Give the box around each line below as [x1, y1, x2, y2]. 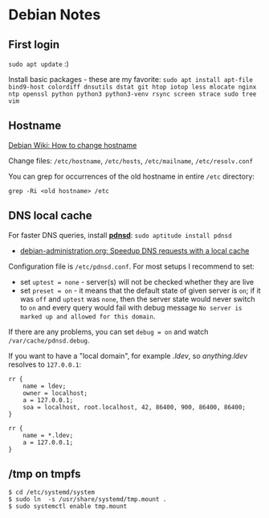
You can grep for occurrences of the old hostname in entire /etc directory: [8, 171, 255, 181]
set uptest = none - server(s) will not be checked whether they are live [19, 277, 255, 286]
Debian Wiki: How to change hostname [8, 140, 137, 150]
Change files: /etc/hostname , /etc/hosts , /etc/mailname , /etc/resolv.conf [8, 155, 254, 166]
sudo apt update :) [8, 59, 70, 68]
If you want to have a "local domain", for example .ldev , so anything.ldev [8, 351, 248, 360]
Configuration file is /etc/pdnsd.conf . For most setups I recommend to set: [8, 261, 255, 271]
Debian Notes [8, 6, 101, 24]
